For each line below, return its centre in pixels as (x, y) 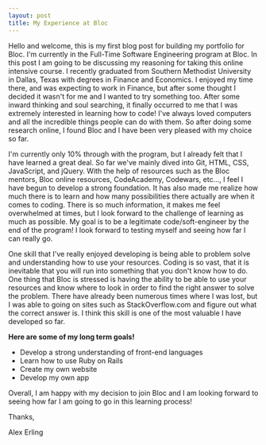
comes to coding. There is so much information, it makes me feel (114, 204)
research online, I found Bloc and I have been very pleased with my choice (130, 130)
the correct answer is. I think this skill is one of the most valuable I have (125, 313)
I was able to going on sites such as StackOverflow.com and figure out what (133, 304)
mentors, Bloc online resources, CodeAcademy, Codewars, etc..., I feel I (126, 179)
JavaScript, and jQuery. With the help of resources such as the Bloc (119, 171)
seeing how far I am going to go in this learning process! (100, 401)
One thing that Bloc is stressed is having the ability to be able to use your (127, 279)
